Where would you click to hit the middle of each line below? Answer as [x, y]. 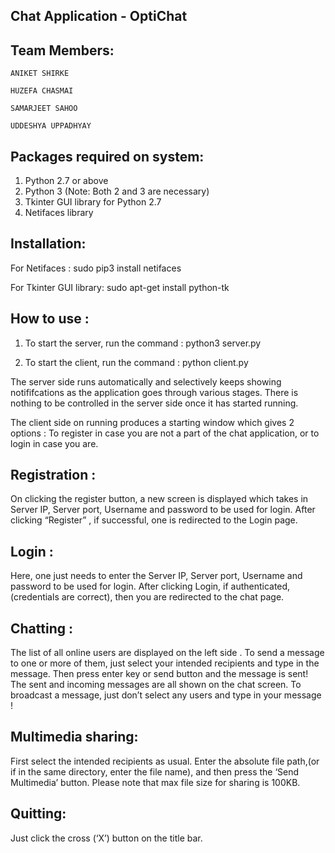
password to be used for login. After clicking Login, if [119, 586]
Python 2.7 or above [66, 181]
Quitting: [38, 814]
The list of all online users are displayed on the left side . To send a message [167, 653]
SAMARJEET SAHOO [44, 109]
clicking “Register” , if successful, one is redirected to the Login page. [154, 520]
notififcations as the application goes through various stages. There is [154, 392]
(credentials [35, 597]
